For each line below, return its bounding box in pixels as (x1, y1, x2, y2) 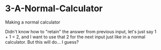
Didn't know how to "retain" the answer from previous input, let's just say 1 (5, 28, 157, 34)
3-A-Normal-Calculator (5, 3, 103, 14)
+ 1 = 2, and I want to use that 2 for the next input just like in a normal (5, 34, 146, 40)
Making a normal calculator (5, 19, 61, 25)
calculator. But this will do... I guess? (5, 39, 79, 45)
